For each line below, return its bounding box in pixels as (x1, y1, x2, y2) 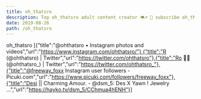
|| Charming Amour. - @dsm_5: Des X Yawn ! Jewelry (38, 80, 170, 87)
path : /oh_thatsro (6, 25, 52, 32)
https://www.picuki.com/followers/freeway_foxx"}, (51, 73, 175, 81)
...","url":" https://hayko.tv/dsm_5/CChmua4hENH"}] (6, 86, 133, 93)
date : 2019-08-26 (6, 20, 50, 26)
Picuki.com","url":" (6, 73, 52, 81)
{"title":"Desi (6, 80, 38, 87)
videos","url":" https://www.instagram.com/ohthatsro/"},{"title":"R (6, 48, 166, 55)
